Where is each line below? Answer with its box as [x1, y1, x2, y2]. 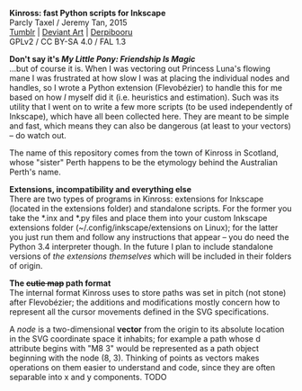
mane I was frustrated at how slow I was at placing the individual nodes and [9, 73, 290, 84]
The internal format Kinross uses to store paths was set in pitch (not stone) [9, 288, 287, 298]
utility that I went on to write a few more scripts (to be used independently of [9, 102, 293, 111]
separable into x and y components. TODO [9, 372, 168, 382]
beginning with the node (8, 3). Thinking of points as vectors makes [9, 352, 260, 363]
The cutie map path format [9, 278, 111, 289]
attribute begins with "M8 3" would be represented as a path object [9, 343, 259, 353]
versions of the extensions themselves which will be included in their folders [9, 251, 292, 262]
